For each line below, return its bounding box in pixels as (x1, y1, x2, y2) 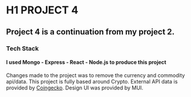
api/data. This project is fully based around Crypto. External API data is (6, 78, 178, 85)
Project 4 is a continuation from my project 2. (6, 27, 175, 37)
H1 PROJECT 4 (6, 4, 79, 17)
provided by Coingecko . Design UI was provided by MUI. (6, 84, 143, 91)
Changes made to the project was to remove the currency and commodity (6, 71, 185, 79)
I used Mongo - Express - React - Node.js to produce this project (6, 59, 166, 66)
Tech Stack (6, 44, 39, 53)
